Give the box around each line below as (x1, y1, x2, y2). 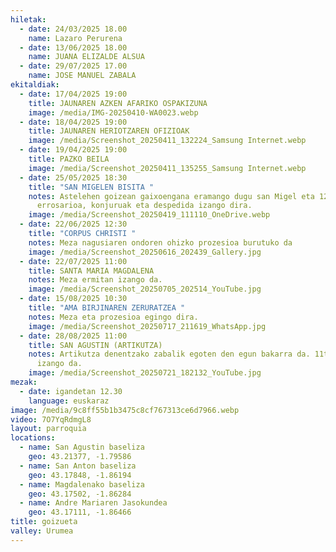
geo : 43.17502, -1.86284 (28, 489, 132, 499)
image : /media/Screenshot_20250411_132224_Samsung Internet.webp (28, 136, 307, 146)
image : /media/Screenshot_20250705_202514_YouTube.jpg (28, 284, 262, 295)
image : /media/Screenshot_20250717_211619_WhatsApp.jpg (28, 321, 267, 331)
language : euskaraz (28, 396, 110, 406)
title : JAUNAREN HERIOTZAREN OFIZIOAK (28, 126, 190, 136)
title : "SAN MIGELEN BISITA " (28, 182, 155, 192)
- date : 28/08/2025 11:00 (19, 331, 128, 341)
